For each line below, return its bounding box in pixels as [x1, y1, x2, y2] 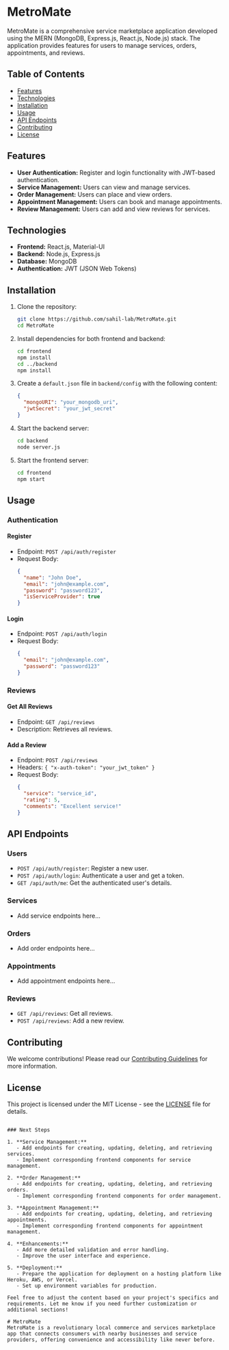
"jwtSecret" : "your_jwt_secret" [23, 405, 116, 412]
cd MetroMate [16, 323, 55, 329]
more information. [7, 1062, 57, 1071]
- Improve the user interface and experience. [16, 1253, 152, 1260]
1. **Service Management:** [7, 1138, 87, 1146]
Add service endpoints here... [16, 912, 101, 920]
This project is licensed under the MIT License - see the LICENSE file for [7, 1100, 211, 1108]
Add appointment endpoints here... [16, 977, 116, 985]
